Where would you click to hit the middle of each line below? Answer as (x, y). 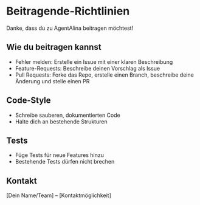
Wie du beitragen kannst (54, 47)
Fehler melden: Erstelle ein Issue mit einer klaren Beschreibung (94, 61)
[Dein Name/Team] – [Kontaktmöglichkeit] (59, 195)
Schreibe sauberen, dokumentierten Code (67, 115)
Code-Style (29, 101)
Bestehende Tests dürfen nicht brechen (65, 162)
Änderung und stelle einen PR (52, 81)
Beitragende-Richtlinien (68, 11)
